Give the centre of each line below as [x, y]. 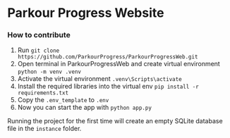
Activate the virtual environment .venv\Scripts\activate [99, 79]
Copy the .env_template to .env [63, 100]
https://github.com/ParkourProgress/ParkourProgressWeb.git [108, 57]
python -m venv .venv [49, 72]
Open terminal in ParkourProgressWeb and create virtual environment [119, 64]
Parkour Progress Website [86, 13]
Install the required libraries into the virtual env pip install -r [108, 87]
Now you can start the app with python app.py [84, 108]
